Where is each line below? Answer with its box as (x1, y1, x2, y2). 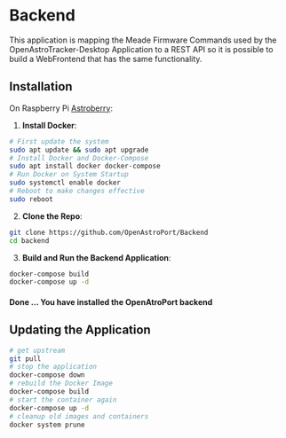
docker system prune (9, 420, 86, 429)
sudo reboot (9, 194, 53, 204)
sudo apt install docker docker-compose (9, 161, 162, 171)
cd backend (9, 236, 50, 245)
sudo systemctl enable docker (9, 178, 122, 187)
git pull (9, 354, 42, 364)
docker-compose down (9, 371, 86, 379)
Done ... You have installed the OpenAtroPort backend (9, 296, 213, 307)
